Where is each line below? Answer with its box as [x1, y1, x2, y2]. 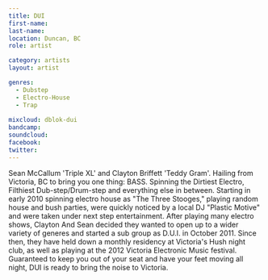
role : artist [8, 42, 52, 50]
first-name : [8, 19, 48, 27]
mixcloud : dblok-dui [8, 116, 78, 124]
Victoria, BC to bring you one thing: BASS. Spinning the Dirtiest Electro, [8, 177, 245, 186]
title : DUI [8, 11, 45, 20]
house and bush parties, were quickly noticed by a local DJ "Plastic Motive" [8, 203, 261, 212]
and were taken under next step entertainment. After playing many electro [8, 211, 254, 220]
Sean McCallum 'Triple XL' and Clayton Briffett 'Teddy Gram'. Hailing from [8, 168, 253, 178]
